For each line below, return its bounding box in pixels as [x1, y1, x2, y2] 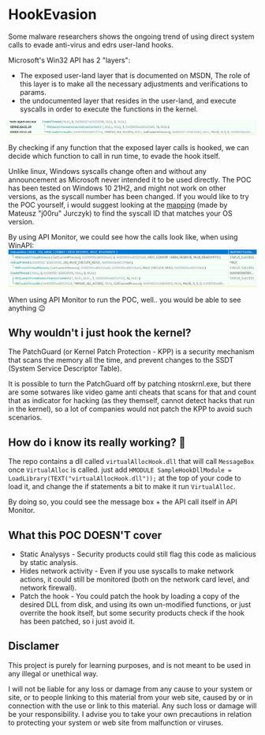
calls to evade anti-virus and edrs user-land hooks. [8, 40, 174, 49]
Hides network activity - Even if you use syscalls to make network [19, 567, 234, 576]
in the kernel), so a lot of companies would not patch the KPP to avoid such [8, 405, 252, 414]
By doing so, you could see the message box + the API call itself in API [8, 497, 238, 507]
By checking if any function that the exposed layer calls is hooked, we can [8, 142, 250, 152]
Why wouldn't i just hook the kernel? [8, 326, 192, 340]
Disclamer [8, 639, 60, 653]
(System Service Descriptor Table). [8, 364, 122, 373]
